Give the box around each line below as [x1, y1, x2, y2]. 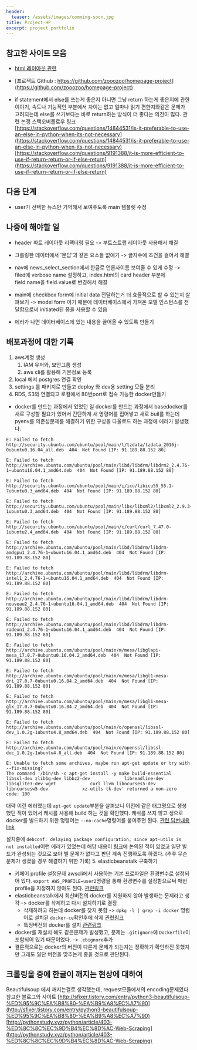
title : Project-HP [6, 19, 51, 25]
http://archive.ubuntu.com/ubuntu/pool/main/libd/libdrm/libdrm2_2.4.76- [6, 462, 191, 468]
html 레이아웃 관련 [14, 65, 57, 72]
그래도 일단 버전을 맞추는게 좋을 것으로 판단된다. [21, 950, 131, 957]
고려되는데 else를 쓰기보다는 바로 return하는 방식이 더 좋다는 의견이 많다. [14, 111, 182, 118]
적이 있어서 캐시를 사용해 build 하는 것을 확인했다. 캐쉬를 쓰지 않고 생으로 [16, 809, 184, 816]
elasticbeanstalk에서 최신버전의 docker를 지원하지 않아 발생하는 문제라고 [14, 892, 184, 899]
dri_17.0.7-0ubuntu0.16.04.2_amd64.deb [6, 678, 104, 684]
